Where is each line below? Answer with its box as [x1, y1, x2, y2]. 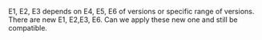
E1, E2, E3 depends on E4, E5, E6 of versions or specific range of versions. [8, 7, 255, 16]
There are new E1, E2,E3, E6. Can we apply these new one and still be [8, 15, 238, 24]
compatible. [8, 24, 48, 32]
